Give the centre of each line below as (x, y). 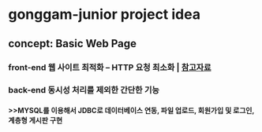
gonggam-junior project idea (105, 15)
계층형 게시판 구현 (36, 120)
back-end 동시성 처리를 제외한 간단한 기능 (84, 90)
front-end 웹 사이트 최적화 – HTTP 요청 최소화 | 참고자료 (110, 67)
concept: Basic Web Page (72, 44)
